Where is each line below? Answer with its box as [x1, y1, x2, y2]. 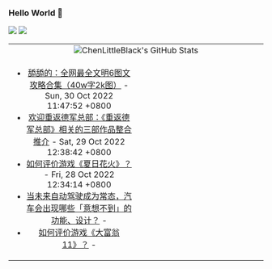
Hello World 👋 [8, 7, 63, 19]
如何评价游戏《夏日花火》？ [26, 158, 132, 170]
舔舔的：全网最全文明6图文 [28, 68, 131, 79]
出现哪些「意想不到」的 [42, 203, 132, 214]
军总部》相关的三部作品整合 [26, 124, 132, 136]
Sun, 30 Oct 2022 [44, 90, 114, 102]
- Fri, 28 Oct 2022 [43, 169, 115, 180]
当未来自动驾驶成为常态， [26, 191, 124, 202]
